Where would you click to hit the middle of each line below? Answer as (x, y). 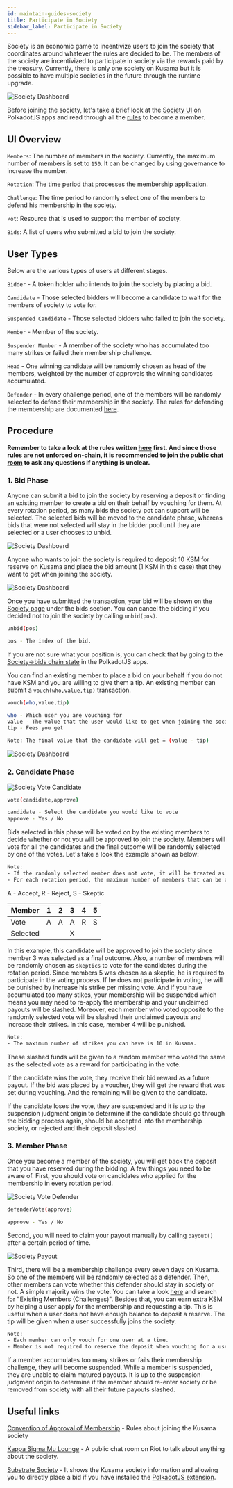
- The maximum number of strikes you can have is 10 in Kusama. (102, 1043)
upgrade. (20, 83)
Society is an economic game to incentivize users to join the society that (111, 47)
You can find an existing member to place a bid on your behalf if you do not (115, 675)
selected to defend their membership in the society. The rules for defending (115, 402)
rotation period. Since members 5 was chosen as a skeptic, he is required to (116, 973)
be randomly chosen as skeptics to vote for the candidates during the (107, 965)
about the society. (33, 1457)
